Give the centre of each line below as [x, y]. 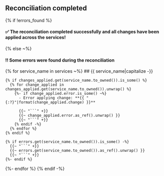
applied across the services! [36, 38]
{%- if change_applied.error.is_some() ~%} [61, 94]
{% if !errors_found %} [29, 20]
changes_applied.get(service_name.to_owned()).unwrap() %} [68, 89]
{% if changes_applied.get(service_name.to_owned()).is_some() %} [76, 80]
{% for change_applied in [37, 85]
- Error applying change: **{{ [51, 98]
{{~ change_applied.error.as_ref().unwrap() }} [69, 116]
